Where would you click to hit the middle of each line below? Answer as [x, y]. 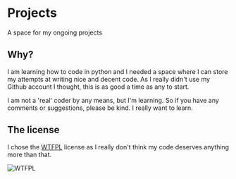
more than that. [30, 154]
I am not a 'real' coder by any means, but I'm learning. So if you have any [113, 100]
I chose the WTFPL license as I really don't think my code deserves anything [118, 147]
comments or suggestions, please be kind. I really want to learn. [100, 108]
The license [33, 130]
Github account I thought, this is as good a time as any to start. [98, 87]
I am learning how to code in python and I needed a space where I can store [118, 71]
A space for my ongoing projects [55, 32]
